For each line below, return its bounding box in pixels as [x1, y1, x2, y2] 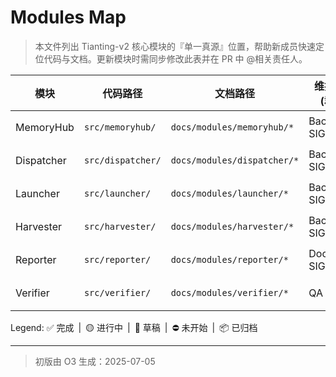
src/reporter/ [83, 254, 152, 266]
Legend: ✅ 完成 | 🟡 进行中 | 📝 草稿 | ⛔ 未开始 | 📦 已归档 [10, 321, 258, 333]
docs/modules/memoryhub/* [170, 121, 295, 133]
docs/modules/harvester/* [170, 221, 295, 233]
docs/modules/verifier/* [170, 287, 289, 299]
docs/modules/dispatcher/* [170, 155, 300, 166]
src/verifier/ [83, 287, 152, 299]
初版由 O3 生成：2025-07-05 [34, 355, 156, 367]
